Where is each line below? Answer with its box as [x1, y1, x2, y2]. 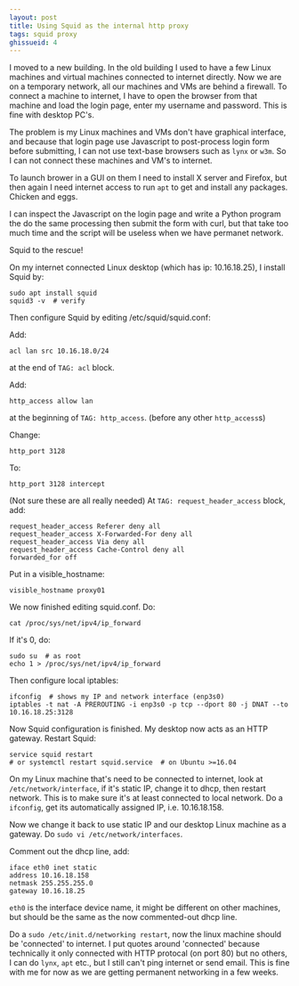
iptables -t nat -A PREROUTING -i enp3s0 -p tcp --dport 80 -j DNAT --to [9, 700, 289, 709]
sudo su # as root [9, 652, 82, 661]
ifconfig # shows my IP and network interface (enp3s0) [9, 692, 225, 702]
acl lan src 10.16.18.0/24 [9, 346, 109, 356]
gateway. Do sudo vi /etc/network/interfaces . [9, 829, 183, 840]
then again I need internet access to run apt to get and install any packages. [9, 182, 288, 192]
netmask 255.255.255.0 [9, 879, 93, 888]
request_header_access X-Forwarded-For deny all [9, 530, 193, 539]
